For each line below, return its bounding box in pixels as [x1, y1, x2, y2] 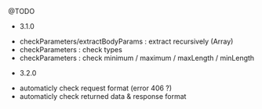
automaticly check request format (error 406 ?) [19, 83, 173, 93]
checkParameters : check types [19, 45, 123, 54]
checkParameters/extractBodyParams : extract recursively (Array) [19, 37, 234, 46]
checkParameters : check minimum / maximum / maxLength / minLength [19, 54, 255, 62]
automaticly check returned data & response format [19, 92, 187, 100]
